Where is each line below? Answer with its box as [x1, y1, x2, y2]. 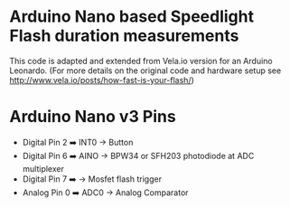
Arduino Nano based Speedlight [9, 6, 255, 27]
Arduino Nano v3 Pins [9, 107, 176, 127]
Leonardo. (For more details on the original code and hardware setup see [9, 65, 282, 76]
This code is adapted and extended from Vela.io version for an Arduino [9, 55, 273, 66]
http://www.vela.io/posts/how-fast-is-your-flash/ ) [9, 74, 194, 85]
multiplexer [22, 163, 65, 174]
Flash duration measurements [9, 25, 239, 46]
